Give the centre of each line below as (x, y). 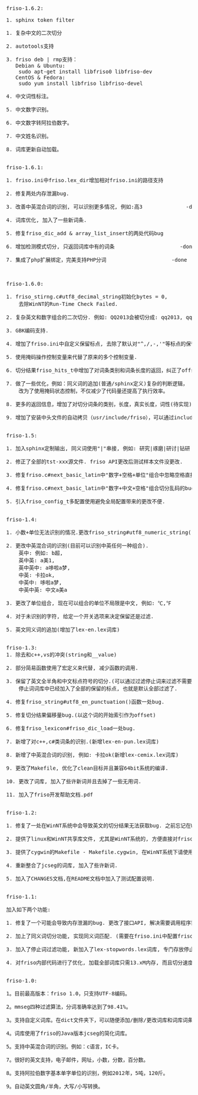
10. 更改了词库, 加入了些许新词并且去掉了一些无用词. (74, 781)
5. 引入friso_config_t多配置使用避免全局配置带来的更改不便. (86, 501)
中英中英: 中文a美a (43, 590)
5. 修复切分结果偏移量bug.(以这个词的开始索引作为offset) (81, 715)
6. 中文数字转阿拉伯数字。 (39, 123)
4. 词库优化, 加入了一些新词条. (47, 220)
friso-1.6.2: (25, 8)
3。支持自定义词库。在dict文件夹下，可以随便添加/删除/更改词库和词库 (94, 1020)
